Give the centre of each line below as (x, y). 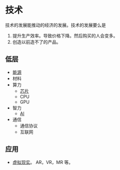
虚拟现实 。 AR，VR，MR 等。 (43, 162)
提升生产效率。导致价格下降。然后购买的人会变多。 (65, 35)
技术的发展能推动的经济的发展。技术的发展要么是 (55, 25)
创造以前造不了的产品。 (36, 42)
